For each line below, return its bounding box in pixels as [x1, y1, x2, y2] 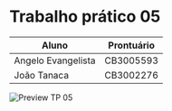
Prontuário [108, 39, 156, 51]
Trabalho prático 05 [9, 6, 161, 27]
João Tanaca [14, 69, 70, 81]
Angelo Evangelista [14, 54, 96, 67]
